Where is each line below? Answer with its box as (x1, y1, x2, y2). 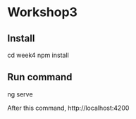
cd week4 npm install (7, 51, 69, 59)
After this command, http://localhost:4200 (7, 104, 130, 112)
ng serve (7, 89, 33, 99)
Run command (7, 71, 73, 83)
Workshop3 (7, 4, 78, 20)
